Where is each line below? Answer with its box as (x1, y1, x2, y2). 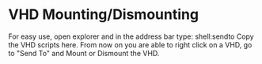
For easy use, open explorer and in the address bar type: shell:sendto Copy (8, 32, 255, 41)
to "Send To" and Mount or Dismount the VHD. (8, 48, 160, 58)
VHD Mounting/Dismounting (8, 6, 199, 24)
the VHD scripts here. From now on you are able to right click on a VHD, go (8, 40, 253, 49)
